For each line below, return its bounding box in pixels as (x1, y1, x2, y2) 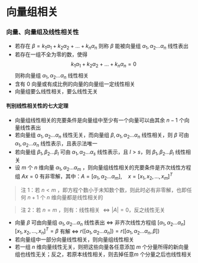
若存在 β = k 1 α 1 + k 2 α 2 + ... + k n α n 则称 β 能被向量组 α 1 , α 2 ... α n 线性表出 (14, 43, 189, 51)
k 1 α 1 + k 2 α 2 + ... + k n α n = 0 (70, 60, 137, 69)
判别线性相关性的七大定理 (6, 102, 69, 109)
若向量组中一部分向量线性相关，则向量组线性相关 (14, 236, 134, 243)
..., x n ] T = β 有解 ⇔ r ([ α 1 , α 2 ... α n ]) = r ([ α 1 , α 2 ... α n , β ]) (31, 226, 160, 236)
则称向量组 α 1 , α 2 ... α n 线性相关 (14, 72, 89, 80)
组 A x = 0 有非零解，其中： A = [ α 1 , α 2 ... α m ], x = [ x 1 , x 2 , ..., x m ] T (14, 172, 173, 181)
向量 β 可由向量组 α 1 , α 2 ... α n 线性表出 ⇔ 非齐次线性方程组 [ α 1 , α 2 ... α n (14, 219, 184, 228)
